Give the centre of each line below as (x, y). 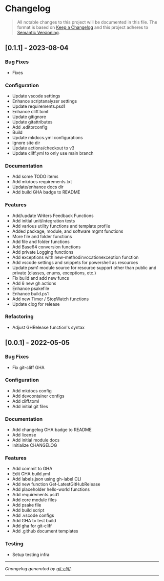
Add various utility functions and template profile (61, 226)
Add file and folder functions (41, 242)
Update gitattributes (32, 122)
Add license (24, 435)
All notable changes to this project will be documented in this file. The (87, 22)
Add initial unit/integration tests (43, 220)
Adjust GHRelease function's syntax (48, 327)
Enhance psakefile (31, 288)
